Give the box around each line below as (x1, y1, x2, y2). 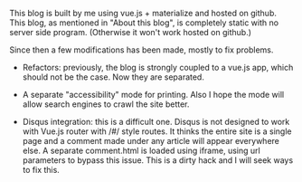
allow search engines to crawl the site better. (22, 99, 190, 110)
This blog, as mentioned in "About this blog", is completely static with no (9, 17, 278, 28)
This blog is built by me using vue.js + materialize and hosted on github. (9, 8, 278, 18)
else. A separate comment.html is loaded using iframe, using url (22, 145, 260, 156)
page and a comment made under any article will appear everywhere (22, 136, 280, 146)
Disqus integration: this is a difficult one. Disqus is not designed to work (22, 117, 290, 127)
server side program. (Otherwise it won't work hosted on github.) (9, 27, 251, 37)
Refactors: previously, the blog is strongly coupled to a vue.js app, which (22, 62, 294, 72)
